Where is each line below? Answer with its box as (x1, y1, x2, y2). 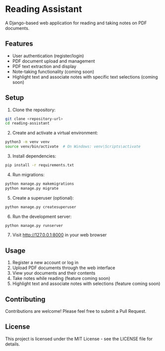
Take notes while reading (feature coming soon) (12, 276, 110, 281)
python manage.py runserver (5, 223, 63, 228)
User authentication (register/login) (12, 53, 84, 59)
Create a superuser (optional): (12, 195, 74, 201)
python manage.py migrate (5, 186, 58, 191)
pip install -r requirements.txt (5, 163, 74, 168)
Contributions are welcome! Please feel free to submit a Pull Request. (5, 308, 147, 314)
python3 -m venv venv (5, 140, 50, 144)
